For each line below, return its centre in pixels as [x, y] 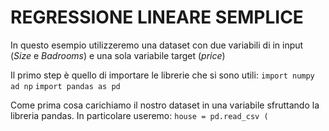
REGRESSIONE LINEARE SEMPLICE [157, 17]
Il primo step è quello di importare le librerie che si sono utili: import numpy [162, 75]
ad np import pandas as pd [65, 86]
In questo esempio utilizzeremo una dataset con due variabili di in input [157, 45]
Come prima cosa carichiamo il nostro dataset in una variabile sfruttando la [165, 105]
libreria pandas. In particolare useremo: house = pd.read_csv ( [139, 115]
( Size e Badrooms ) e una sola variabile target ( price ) [118, 55]
